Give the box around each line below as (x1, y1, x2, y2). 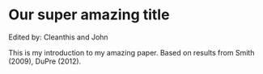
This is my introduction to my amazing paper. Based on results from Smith (8, 47, 255, 57)
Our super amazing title (8, 6, 170, 24)
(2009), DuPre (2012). (8, 56, 82, 66)
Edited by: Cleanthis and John (8, 32, 108, 42)
